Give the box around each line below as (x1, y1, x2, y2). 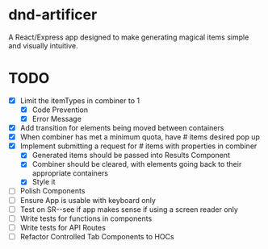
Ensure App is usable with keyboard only (19, 195, 156, 205)
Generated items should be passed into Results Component (31, 151, 230, 160)
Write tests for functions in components (19, 214, 153, 223)
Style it (31, 177, 56, 187)
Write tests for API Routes (19, 222, 107, 232)
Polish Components (19, 186, 86, 196)
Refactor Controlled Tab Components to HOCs (19, 231, 175, 241)
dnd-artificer (8, 6, 98, 24)
